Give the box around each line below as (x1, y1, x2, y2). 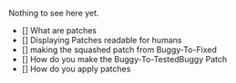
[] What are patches (21, 25, 97, 35)
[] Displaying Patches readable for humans (21, 35, 182, 45)
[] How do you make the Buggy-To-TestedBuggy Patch (21, 54, 228, 64)
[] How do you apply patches (21, 63, 131, 74)
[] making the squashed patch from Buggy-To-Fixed (21, 44, 218, 55)
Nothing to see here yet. (8, 8, 99, 18)
